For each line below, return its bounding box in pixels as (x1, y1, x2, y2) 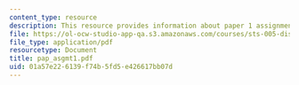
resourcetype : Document (9, 46, 98, 55)
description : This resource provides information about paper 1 (9, 21, 253, 30)
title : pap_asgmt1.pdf (9, 54, 93, 63)
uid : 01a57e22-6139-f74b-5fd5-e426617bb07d (9, 63, 174, 72)
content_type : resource (9, 12, 98, 22)
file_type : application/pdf (9, 37, 114, 47)
